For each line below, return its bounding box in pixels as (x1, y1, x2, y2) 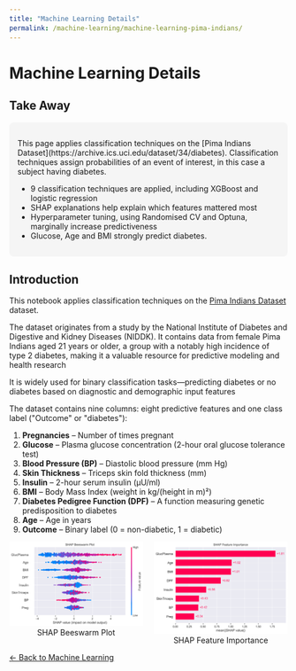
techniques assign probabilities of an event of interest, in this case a (17, 156, 265, 168)
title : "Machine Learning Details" (9, 14, 140, 23)
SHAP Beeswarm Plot (36, 628, 116, 638)
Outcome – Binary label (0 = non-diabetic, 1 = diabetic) (21, 524, 223, 535)
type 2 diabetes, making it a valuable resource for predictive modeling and (9, 350, 280, 361)
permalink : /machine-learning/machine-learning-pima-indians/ (9, 23, 243, 33)
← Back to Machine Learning (9, 651, 115, 662)
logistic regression (30, 192, 98, 203)
